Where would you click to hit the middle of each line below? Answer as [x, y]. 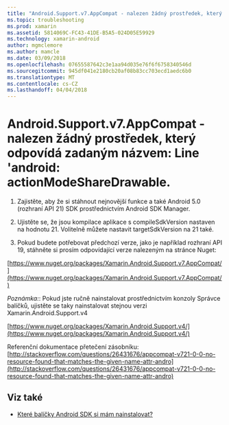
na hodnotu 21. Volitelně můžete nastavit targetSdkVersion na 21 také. [115, 229]
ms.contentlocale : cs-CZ [43, 84]
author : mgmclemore [35, 45]
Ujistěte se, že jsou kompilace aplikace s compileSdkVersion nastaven [116, 222]
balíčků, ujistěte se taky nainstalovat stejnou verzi [77, 306]
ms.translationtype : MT [41, 77]
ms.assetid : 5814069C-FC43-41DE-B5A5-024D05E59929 [81, 33]
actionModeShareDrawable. [89, 182]
